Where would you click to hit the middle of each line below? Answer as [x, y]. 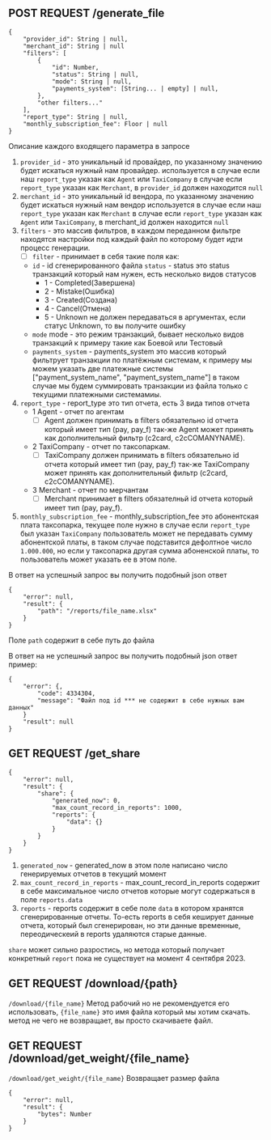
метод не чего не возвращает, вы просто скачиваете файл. [111, 1020]
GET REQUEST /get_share [74, 754]
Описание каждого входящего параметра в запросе [99, 146]
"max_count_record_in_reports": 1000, [117, 807]
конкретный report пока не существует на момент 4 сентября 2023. [127, 958]
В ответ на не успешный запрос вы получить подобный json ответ [123, 656]
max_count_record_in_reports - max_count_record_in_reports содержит [140, 882]
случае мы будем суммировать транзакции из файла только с [140, 386]
